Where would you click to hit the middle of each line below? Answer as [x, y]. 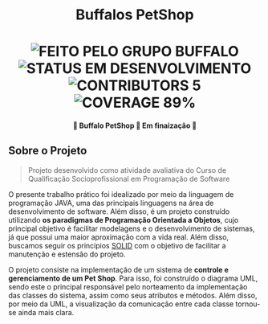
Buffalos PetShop [135, 15]
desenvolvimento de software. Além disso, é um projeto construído [119, 211]
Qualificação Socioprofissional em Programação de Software [129, 178]
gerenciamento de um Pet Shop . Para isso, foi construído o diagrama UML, [133, 278]
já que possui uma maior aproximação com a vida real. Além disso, [119, 237]
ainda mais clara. [46, 312]
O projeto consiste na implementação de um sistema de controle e [118, 269]
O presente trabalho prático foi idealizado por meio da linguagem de [121, 194]
